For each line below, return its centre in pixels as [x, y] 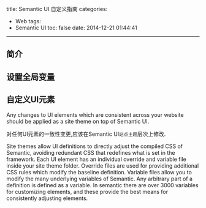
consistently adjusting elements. [47, 198]
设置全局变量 [31, 77]
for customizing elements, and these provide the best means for [87, 191]
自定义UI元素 [31, 100]
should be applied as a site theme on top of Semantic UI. [78, 121]
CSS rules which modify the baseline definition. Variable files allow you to [99, 172]
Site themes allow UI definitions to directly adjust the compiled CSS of [95, 146]
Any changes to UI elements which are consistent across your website [95, 114]
